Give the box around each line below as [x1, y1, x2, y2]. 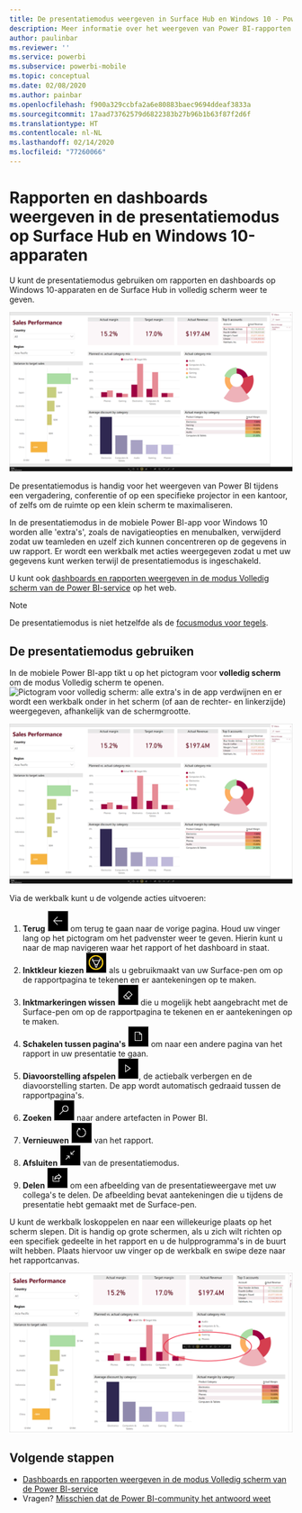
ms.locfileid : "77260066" [9, 148, 106, 157]
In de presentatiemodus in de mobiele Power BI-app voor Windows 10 [9, 517, 268, 528]
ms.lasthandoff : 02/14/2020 [9, 138, 115, 148]
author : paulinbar [9, 33, 78, 42]
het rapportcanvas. [9, 1254, 80, 1265]
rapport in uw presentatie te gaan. [22, 1048, 149, 1059]
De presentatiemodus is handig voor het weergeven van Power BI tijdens [9, 480, 279, 491]
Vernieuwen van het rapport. [22, 1135, 155, 1145]
